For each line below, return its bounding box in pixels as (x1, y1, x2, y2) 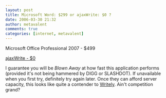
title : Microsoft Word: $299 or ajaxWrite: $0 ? (5, 12, 112, 17)
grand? (5, 87, 21, 92)
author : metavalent (5, 21, 47, 27)
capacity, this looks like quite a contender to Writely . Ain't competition (5, 81, 153, 87)
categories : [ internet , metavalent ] (5, 31, 84, 36)
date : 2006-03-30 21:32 (5, 17, 57, 22)
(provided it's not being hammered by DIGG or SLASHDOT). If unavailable (5, 70, 161, 77)
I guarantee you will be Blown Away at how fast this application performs (5, 65, 159, 71)
